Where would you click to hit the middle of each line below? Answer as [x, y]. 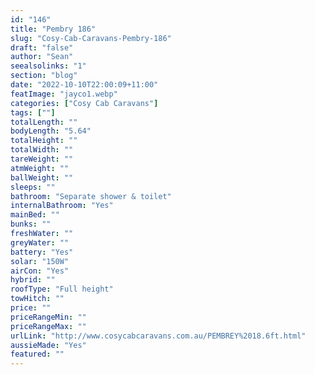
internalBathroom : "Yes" [62, 206]
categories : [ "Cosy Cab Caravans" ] [84, 103]
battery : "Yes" [42, 252]
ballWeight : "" [42, 177]
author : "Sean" [42, 57]
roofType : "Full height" [62, 289]
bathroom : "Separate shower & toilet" [91, 196]
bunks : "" [31, 224]
